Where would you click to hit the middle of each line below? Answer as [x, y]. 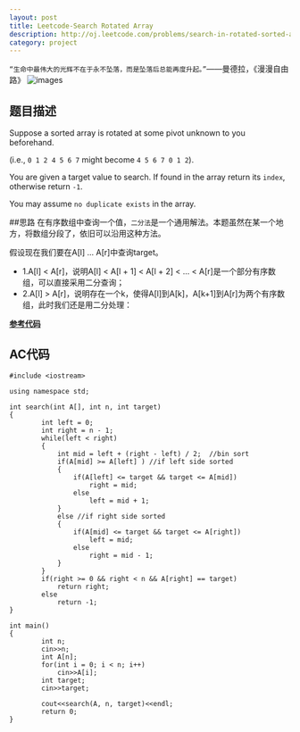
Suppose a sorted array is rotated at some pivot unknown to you [127, 133]
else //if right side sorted [111, 516]
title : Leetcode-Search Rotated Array [81, 26]
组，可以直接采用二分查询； [73, 283]
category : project [43, 42]
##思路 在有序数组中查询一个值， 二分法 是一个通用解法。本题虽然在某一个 [143, 222]
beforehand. [32, 143]
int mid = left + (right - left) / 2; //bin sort [153, 453]
